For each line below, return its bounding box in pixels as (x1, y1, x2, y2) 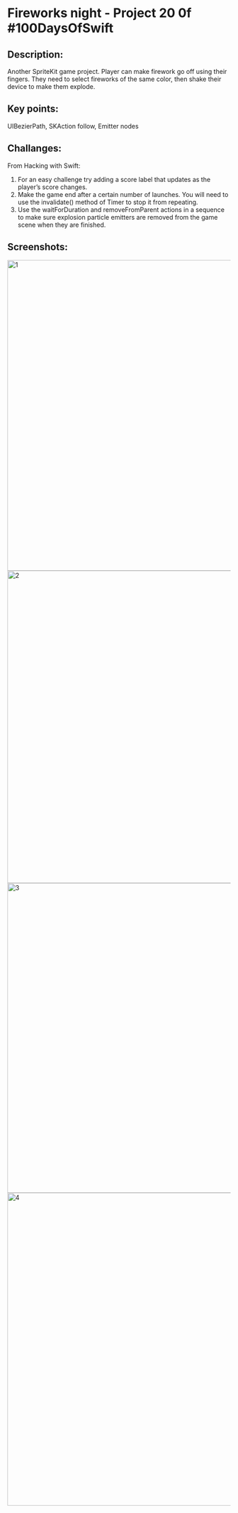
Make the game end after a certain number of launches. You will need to (17, 190, 229, 198)
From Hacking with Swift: (7, 161, 81, 170)
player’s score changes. (17, 183, 88, 191)
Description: (7, 48, 64, 60)
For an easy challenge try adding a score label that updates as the (17, 175, 211, 183)
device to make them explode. (7, 82, 96, 90)
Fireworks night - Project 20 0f (7, 5, 192, 21)
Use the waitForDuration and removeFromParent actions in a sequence (17, 205, 225, 214)
